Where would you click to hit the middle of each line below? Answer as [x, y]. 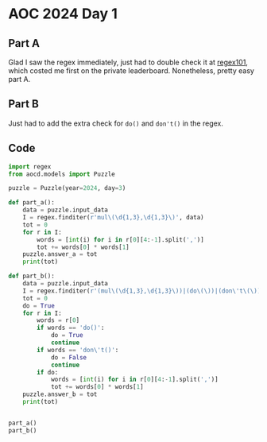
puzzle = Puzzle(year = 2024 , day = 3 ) [67, 188]
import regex [30, 167]
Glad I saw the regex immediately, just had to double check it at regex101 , [128, 62]
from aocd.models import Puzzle [62, 174]
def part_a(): [32, 203]
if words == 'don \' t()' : [78, 350]
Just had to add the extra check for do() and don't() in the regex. [116, 123]
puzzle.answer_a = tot [60, 254]
